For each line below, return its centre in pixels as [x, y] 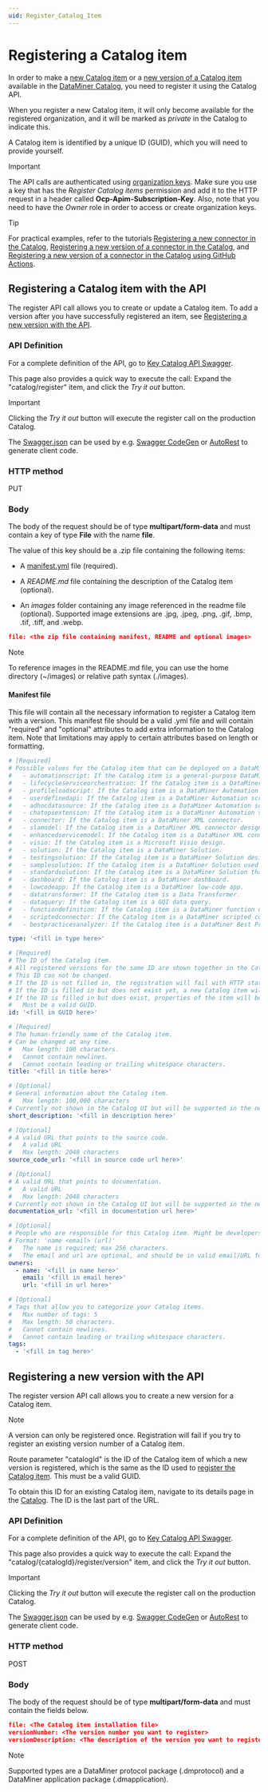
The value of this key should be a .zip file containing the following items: [127, 550]
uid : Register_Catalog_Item [55, 16]
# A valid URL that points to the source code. [89, 1138]
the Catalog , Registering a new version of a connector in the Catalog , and [129, 246]
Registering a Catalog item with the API [107, 288]
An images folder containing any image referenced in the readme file [133, 606]
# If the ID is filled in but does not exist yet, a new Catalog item [128, 990]
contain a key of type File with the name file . [82, 535]
